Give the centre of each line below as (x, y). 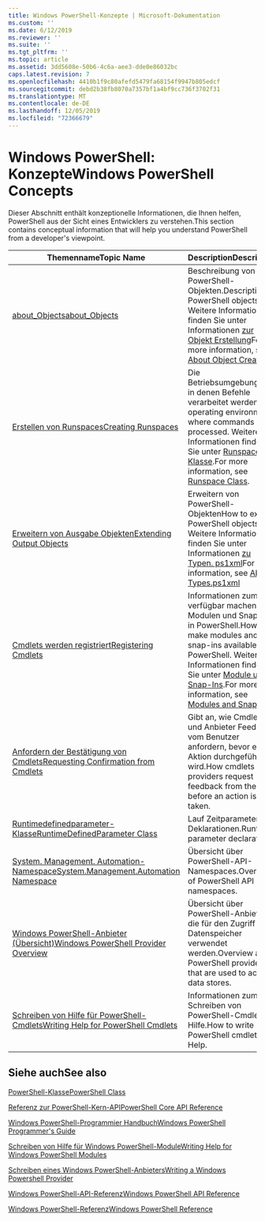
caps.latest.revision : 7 (49, 74)
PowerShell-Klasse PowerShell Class (67, 1091)
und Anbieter (212, 727)
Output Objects (40, 543)
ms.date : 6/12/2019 (40, 30)
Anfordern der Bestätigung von (70, 751)
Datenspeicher (215, 933)
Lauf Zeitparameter (224, 818)
